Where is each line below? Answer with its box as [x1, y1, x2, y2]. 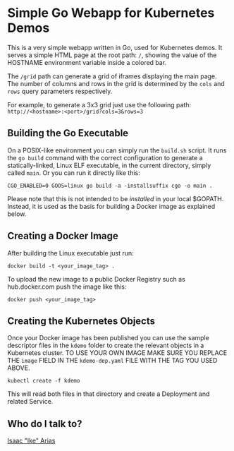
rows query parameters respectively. [7, 87, 113, 95]
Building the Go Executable [7, 127, 129, 139]
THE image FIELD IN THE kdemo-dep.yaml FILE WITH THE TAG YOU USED [7, 356, 218, 365]
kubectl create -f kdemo [7, 378, 80, 385]
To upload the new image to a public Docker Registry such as [7, 275, 185, 283]
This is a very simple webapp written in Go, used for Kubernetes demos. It [7, 43, 223, 52]
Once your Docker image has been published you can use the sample [7, 334, 209, 342]
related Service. [7, 397, 54, 406]
